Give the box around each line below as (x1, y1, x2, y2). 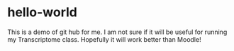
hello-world (7, 4, 78, 21)
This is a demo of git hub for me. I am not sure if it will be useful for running (7, 28, 228, 36)
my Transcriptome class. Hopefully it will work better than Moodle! (7, 35, 201, 43)
